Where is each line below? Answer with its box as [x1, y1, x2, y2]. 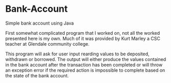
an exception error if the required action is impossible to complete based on [5, 67, 165, 73]
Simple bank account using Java [5, 20, 74, 26]
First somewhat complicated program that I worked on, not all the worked [5, 30, 160, 36]
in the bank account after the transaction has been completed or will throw [5, 61, 163, 68]
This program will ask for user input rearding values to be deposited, [5, 51, 149, 57]
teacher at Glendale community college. [5, 40, 90, 47]
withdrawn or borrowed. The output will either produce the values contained [5, 56, 166, 62]
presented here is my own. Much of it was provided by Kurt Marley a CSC [5, 35, 160, 42]
